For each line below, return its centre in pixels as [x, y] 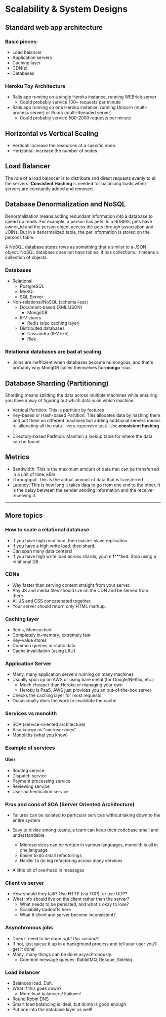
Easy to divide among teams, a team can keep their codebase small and [85, 830]
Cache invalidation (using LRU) [44, 651]
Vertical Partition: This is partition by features [58, 410]
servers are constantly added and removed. [50, 189]
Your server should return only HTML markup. [59, 606]
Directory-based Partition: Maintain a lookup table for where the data [82, 436]
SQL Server [31, 297]
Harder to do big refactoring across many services [71, 861]
